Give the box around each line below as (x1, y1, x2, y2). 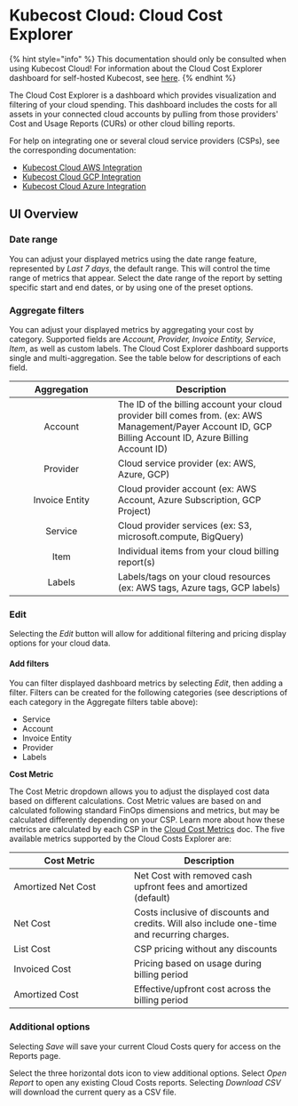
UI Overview (9, 206, 79, 222)
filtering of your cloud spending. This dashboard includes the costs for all (9, 99, 278, 109)
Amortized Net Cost (13, 881, 96, 894)
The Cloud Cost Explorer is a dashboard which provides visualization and (9, 90, 277, 100)
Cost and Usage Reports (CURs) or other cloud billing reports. (9, 117, 236, 129)
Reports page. (9, 1050, 61, 1061)
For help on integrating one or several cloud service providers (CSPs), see (9, 135, 280, 146)
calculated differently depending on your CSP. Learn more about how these (9, 814, 286, 825)
